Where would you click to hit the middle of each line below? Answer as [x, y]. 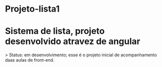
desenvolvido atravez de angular [73, 42]
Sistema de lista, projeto [55, 31]
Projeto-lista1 [32, 9]
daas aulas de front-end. [30, 60]
